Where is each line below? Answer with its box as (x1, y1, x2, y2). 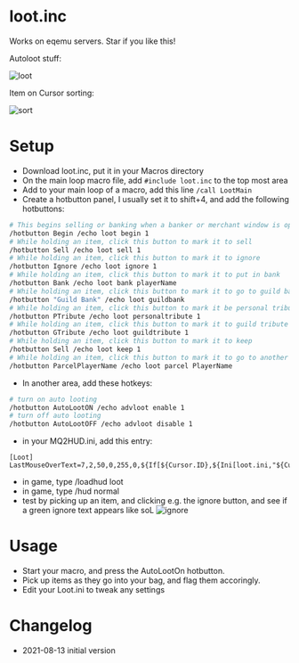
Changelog (9, 616, 93, 636)
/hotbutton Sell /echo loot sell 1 (9, 245, 141, 255)
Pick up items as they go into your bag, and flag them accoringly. (21, 575, 261, 585)
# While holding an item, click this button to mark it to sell (9, 237, 253, 246)
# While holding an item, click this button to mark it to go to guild (9, 287, 280, 296)
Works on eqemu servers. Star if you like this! (9, 36, 176, 46)
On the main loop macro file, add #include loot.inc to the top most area (21, 175, 288, 185)
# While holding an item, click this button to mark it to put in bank (9, 270, 280, 280)
